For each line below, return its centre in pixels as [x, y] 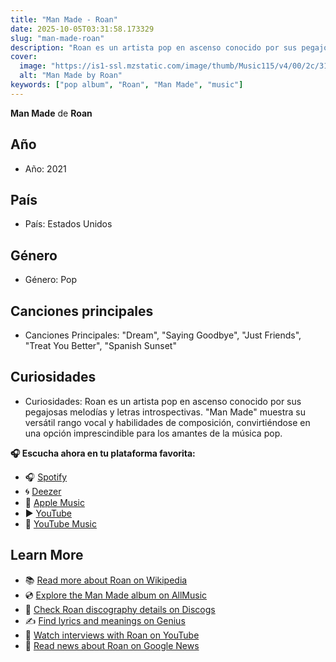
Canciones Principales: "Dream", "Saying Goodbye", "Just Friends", [163, 335]
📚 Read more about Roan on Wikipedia [106, 580]
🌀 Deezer [43, 491]
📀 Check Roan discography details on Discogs [120, 609]
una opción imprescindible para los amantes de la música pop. [153, 433]
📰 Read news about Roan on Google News [112, 645]
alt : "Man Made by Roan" [71, 76]
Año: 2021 [45, 168]
